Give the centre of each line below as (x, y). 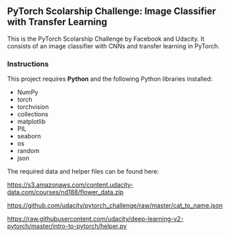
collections (33, 114)
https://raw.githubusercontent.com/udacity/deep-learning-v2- (95, 219)
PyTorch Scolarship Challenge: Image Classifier (112, 11)
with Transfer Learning (57, 22)
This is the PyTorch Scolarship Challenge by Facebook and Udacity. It (106, 39)
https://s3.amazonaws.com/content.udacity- (70, 185)
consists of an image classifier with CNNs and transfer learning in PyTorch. (114, 46)
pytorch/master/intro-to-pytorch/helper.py (67, 226)
